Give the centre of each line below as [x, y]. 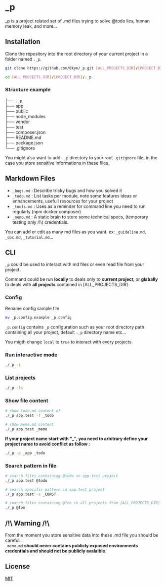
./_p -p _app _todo [25, 453]
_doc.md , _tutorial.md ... [29, 237]
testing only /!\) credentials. [40, 222]
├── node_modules [25, 116]
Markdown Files [30, 178]
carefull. [14, 540]
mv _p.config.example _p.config [38, 317]
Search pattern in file [31, 465]
